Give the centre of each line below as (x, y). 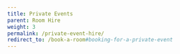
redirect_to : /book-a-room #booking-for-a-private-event (90, 40)
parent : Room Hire (34, 20)
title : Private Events (40, 14)
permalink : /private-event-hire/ (56, 33)
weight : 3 (22, 27)
